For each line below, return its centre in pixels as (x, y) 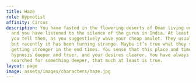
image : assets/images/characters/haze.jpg (58, 71)
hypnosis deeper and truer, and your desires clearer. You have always (100, 55)
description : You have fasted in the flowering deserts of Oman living (95, 28)
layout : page (22, 66)
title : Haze (20, 11)
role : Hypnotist (26, 17)
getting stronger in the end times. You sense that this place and (95, 50)
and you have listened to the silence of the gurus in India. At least (100, 33)
